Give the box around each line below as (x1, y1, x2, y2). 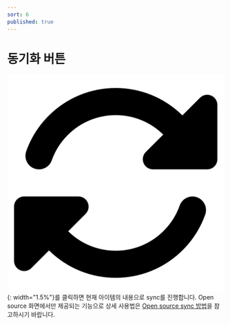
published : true (7, 18, 54, 25)
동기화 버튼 (7, 51, 66, 67)
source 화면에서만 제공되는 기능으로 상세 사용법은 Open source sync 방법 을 (7, 302, 213, 310)
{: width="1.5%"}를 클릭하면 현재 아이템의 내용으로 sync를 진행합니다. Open (7, 293, 214, 302)
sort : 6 (7, 11, 30, 18)
